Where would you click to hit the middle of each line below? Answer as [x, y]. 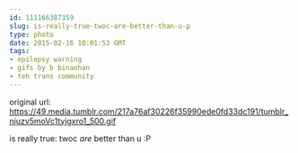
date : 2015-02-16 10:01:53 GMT [68, 43]
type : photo [31, 34]
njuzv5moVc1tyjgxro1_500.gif [63, 121]
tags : [19, 51]
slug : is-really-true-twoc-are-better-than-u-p [100, 26]
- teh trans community [52, 76]
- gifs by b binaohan [50, 68]
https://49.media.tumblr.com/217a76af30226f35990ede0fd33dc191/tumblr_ [149, 111]
